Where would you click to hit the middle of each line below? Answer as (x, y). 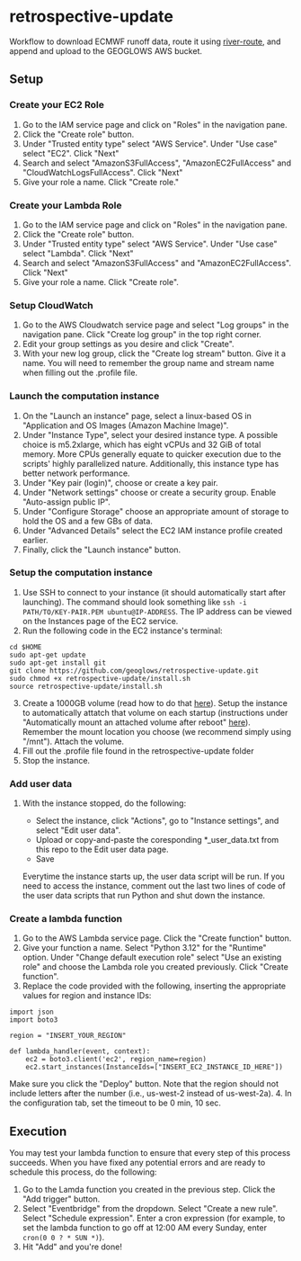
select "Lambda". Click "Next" (78, 253)
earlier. (35, 540)
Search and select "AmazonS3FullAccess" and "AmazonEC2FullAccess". (157, 263)
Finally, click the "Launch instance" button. (102, 550)
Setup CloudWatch (52, 305)
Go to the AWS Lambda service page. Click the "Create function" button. (157, 938)
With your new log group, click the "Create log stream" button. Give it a (154, 353)
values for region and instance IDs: (87, 996)
